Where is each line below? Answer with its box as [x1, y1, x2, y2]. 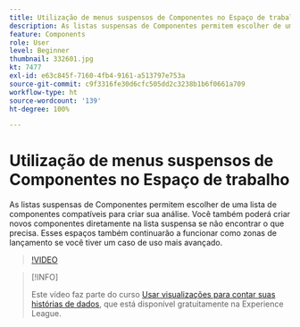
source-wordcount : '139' [9, 96, 102, 105]
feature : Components [9, 29, 87, 38]
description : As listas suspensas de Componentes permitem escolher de [9, 21, 281, 30]
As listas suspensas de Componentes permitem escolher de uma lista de [9, 199, 277, 210]
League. [30, 308, 62, 319]
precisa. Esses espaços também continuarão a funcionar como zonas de [9, 228, 277, 239]
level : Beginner [9, 46, 70, 55]
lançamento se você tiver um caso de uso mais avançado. [9, 238, 223, 248]
